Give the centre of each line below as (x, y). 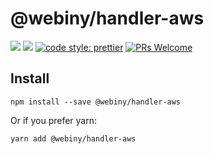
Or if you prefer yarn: (53, 120)
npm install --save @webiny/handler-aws (96, 102)
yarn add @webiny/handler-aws (73, 138)
